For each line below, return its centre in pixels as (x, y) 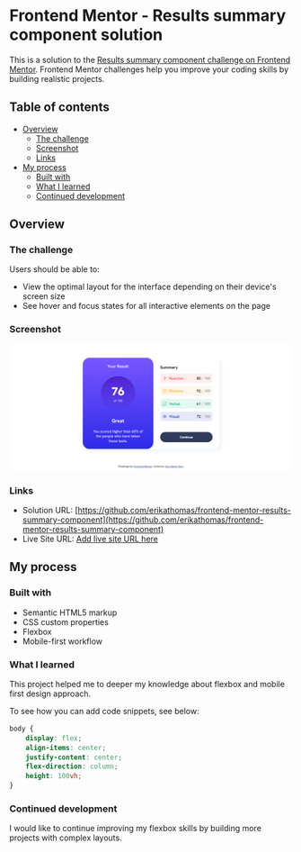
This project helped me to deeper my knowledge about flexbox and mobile (147, 684)
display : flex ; (54, 738)
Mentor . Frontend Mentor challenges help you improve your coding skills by (149, 69)
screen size (44, 296)
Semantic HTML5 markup (70, 612)
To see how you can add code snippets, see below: (104, 711)
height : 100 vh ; (54, 776)
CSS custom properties (66, 621)
